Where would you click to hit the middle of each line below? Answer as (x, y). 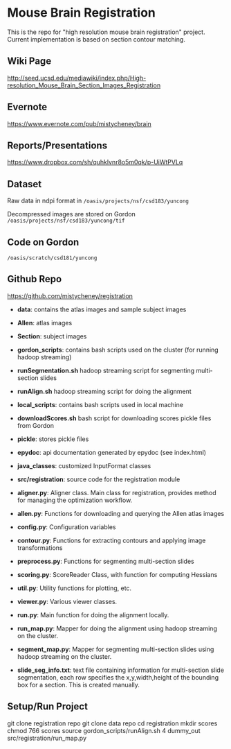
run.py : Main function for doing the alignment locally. (93, 614)
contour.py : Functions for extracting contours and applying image (111, 540)
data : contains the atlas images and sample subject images (102, 309)
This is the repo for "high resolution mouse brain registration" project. (106, 32)
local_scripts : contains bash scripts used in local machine (100, 404)
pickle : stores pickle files (53, 439)
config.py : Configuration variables (66, 527)
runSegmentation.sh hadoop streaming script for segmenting (106, 370)
